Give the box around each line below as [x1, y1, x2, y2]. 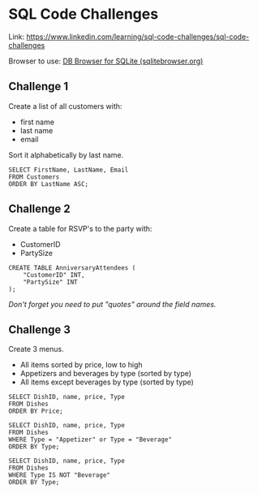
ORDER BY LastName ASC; [8, 180, 89, 188]
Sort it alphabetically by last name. [8, 149, 124, 159]
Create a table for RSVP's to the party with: [8, 223, 153, 233]
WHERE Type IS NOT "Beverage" [8, 471, 111, 479]
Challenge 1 [8, 80, 69, 93]
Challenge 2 [8, 202, 71, 216]
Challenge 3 [8, 323, 71, 336]
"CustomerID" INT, [23, 271, 85, 279]
